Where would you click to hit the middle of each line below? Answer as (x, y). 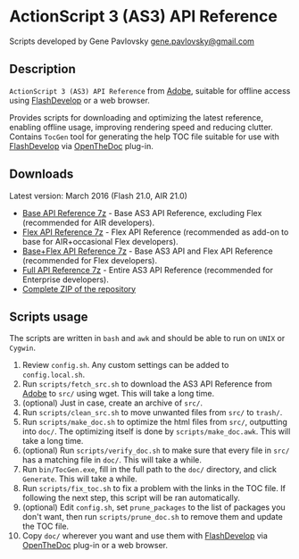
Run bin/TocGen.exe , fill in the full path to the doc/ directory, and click (149, 470)
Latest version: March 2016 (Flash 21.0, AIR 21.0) (98, 196)
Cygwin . (22, 348)
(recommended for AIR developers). (88, 222)
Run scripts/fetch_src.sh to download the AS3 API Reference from (147, 384)
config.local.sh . (54, 375)
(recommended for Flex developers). (90, 260)
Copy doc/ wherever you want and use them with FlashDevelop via (145, 536)
